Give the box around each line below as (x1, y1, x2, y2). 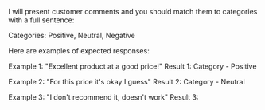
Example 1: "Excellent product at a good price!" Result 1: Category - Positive (8, 61, 257, 71)
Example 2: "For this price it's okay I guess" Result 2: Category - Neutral (8, 77, 245, 86)
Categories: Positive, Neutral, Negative (8, 31, 135, 40)
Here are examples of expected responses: (8, 46, 150, 55)
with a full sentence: (8, 15, 75, 25)
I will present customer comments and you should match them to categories (8, 7, 258, 16)
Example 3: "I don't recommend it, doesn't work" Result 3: (8, 92, 199, 102)
